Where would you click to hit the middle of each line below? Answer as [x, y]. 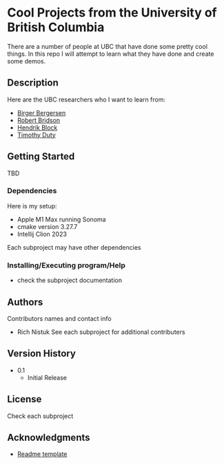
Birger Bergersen [41, 112]
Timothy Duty [37, 135]
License [24, 399]
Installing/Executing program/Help [67, 265]
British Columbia [56, 27]
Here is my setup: [32, 206]
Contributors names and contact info [59, 318]
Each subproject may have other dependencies [74, 247]
